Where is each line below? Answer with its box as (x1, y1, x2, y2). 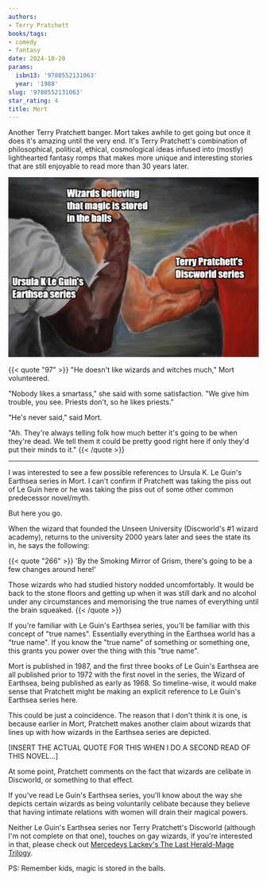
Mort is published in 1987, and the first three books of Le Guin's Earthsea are (8, 661, 259, 670)
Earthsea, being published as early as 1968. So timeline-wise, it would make (8, 678, 257, 687)
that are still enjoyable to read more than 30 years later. (8, 161, 189, 171)
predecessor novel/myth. (8, 493, 91, 502)
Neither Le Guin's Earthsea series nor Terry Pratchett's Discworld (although (8, 822, 256, 832)
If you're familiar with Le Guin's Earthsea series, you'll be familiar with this (8, 620, 250, 630)
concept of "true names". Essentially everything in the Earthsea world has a (8, 628, 256, 639)
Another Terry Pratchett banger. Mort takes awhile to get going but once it (8, 128, 251, 137)
